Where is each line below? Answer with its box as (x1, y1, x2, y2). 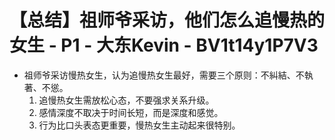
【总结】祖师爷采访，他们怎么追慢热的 (9, 9, 326, 32)
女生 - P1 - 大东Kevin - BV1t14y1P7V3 (9, 34, 319, 57)
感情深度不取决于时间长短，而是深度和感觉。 (38, 106, 224, 118)
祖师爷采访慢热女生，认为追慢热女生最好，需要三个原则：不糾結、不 (23, 69, 305, 81)
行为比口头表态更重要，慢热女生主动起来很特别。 (38, 119, 241, 131)
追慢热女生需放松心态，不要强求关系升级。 (38, 94, 215, 106)
